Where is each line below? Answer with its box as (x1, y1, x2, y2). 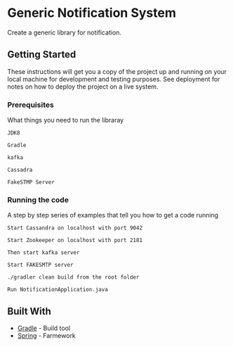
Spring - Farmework (17, 332, 76, 340)
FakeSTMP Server (7, 179, 55, 186)
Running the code (7, 195, 69, 205)
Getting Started (7, 49, 76, 61)
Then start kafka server (7, 249, 80, 256)
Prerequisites (7, 100, 54, 110)
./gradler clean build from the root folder (7, 274, 140, 281)
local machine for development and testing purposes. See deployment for (7, 75, 220, 83)
